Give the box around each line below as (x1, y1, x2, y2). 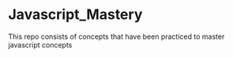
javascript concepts (8, 40, 73, 49)
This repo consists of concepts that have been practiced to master (8, 32, 225, 41)
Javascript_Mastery (8, 6, 143, 24)
